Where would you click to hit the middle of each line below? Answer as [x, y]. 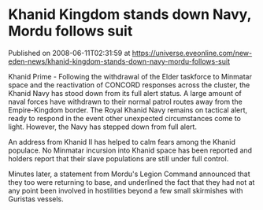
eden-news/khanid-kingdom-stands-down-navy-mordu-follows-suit [119, 61]
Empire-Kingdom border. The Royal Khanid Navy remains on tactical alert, [128, 110]
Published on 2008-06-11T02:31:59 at [69, 53]
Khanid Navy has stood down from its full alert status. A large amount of [125, 93]
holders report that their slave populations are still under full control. [119, 158]
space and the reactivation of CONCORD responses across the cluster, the [129, 85]
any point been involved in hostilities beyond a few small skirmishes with [126, 190]
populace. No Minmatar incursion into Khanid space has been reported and [130, 150]
